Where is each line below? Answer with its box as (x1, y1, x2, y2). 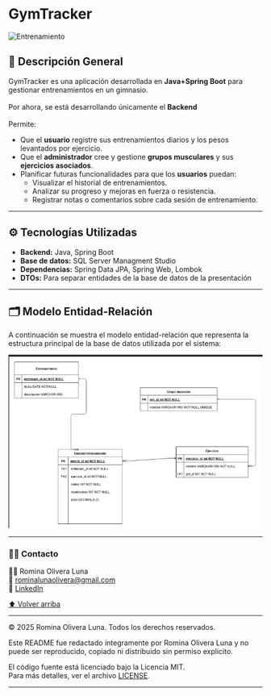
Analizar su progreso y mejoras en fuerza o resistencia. (31, 186, 216, 196)
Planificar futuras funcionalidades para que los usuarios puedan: (19, 169, 236, 178)
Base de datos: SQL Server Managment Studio (19, 256, 176, 265)
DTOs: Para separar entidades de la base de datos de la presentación (19, 273, 252, 282)
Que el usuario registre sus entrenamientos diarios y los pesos (19, 135, 229, 144)
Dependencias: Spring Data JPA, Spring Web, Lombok (19, 264, 202, 274)
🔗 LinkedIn (8, 584, 44, 594)
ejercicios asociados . (19, 160, 94, 170)
